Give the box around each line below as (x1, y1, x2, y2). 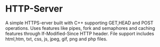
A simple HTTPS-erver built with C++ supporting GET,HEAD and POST (5, 20, 154, 26)
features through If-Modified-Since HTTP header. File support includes (5, 30, 154, 36)
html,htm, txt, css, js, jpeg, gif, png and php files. (5, 36, 108, 42)
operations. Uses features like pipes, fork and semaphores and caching (5, 25, 155, 31)
